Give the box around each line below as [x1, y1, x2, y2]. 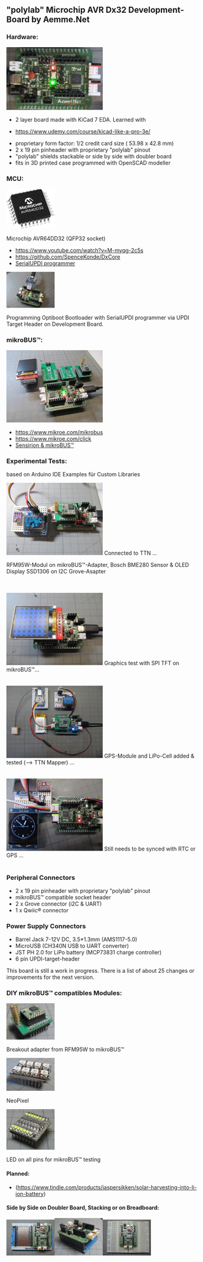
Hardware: [6, 33, 39, 42]
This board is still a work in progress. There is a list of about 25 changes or [6, 967, 194, 975]
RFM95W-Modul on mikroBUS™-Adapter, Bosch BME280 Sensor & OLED [6, 561, 190, 568]
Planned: [6, 1170, 30, 1178]
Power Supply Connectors [6, 922, 86, 931]
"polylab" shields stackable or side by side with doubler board [15, 152, 172, 160]
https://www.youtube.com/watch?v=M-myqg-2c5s [15, 246, 144, 254]
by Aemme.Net [31, 15, 90, 25]
